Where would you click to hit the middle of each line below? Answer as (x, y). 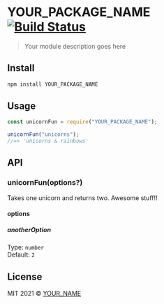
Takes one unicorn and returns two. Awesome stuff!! (83, 198)
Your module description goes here (75, 46)
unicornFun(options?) (45, 183)
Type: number (25, 248)
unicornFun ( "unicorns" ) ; (43, 135)
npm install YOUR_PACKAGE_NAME (53, 84)
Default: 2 (21, 254)
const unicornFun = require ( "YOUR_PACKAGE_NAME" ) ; (82, 122)
